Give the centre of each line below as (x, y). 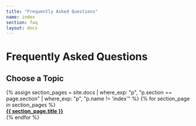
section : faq (22, 22)
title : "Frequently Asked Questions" (52, 11)
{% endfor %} (23, 117)
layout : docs (22, 28)
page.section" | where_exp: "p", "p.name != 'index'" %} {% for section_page (98, 99)
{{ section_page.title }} (35, 111)
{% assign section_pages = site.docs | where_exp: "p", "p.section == (89, 93)
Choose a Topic (35, 78)
